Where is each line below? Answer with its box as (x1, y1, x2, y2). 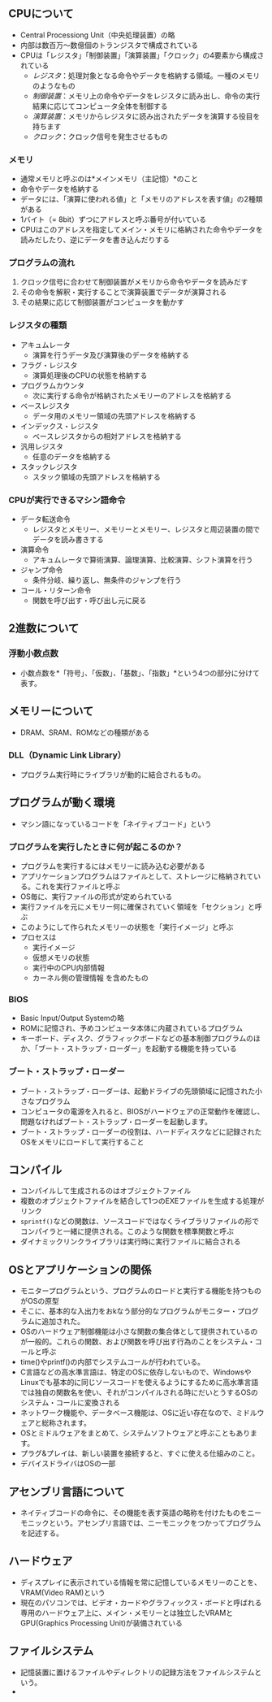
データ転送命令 (19, 515, 71, 523)
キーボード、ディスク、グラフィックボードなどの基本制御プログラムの (19, 1034, 254, 1044)
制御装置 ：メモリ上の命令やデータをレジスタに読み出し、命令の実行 (32, 91, 261, 101)
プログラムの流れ (8, 258, 76, 269)
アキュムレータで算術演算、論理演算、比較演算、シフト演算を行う (32, 555, 253, 564)
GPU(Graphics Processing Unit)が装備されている (19, 1617, 183, 1627)
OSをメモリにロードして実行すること (19, 1136, 145, 1147)
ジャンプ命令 (19, 565, 63, 575)
